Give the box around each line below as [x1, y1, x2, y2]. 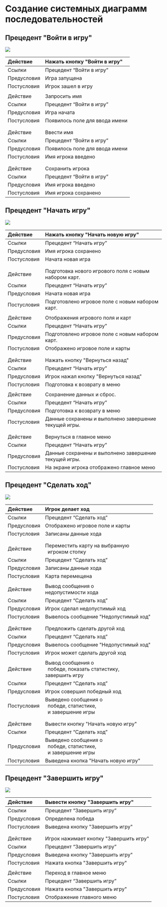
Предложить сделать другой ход [45, 625, 125, 632]
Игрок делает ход [45, 506, 90, 513]
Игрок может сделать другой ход [45, 649, 126, 656]
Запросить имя [45, 93, 82, 100]
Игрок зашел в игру [45, 83, 93, 90]
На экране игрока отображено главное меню [45, 464, 156, 471]
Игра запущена [45, 75, 82, 81]
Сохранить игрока [45, 165, 89, 172]
